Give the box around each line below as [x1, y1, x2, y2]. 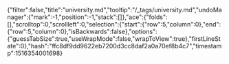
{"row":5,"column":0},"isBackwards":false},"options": [7, 27, 157, 35]
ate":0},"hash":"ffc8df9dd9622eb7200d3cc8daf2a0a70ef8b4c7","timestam [7, 42, 222, 50]
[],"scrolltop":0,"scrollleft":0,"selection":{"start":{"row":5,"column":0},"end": [7, 20, 221, 28]
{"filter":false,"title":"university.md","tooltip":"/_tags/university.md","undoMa [7, 6, 222, 14]
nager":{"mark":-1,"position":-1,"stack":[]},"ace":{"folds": [7, 13, 168, 21]
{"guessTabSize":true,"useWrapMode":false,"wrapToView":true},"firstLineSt [7, 35, 221, 43]
